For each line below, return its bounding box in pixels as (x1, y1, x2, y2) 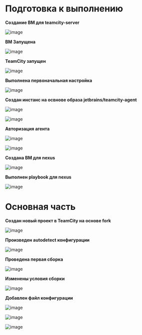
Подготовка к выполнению (5, 3, 123, 14)
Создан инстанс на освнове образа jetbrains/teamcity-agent (5, 97, 137, 103)
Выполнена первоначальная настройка (5, 77, 92, 83)
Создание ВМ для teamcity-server (5, 19, 80, 25)
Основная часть (5, 201, 76, 212)
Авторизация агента (5, 126, 50, 132)
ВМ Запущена (5, 38, 36, 45)
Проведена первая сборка (5, 256, 63, 262)
